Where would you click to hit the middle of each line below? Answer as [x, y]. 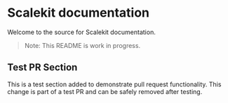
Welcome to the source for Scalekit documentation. [81, 32]
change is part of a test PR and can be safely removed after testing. [105, 91]
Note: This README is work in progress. [82, 45]
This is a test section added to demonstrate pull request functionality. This [114, 84]
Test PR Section [42, 68]
